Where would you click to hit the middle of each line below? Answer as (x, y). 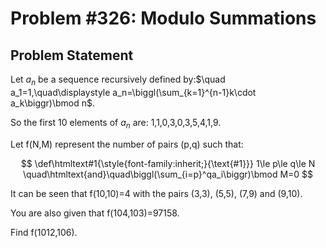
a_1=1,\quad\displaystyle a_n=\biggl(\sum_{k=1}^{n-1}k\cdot (133, 92)
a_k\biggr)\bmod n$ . (53, 103)
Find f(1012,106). (44, 232)
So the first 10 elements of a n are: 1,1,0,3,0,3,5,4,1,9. (116, 123)
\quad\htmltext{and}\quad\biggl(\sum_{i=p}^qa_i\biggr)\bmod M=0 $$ (168, 174)
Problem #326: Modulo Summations (163, 18)
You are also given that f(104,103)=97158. (95, 213)
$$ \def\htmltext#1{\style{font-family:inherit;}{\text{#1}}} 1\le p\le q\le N (168, 163)
